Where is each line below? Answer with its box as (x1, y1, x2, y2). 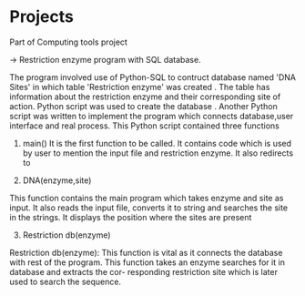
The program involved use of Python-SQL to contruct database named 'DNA (9, 71, 296, 83)
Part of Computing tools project (9, 36, 127, 47)
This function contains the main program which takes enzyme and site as (9, 192, 284, 203)
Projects (9, 6, 75, 27)
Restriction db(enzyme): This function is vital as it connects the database (9, 247, 283, 258)
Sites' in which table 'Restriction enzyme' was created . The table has (9, 81, 270, 92)
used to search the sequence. (9, 276, 121, 287)
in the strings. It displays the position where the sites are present (9, 211, 252, 222)
